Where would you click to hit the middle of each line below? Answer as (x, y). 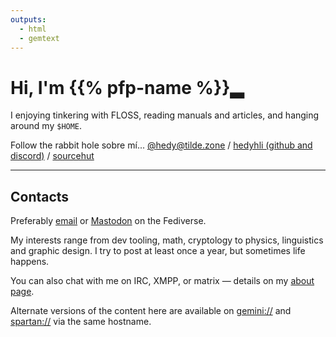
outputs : (28, 19)
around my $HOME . (46, 126)
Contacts (40, 196)
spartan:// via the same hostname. (81, 322)
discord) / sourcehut (52, 156)
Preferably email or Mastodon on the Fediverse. (108, 221)
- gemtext (39, 38)
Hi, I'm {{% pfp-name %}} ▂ (127, 87)
